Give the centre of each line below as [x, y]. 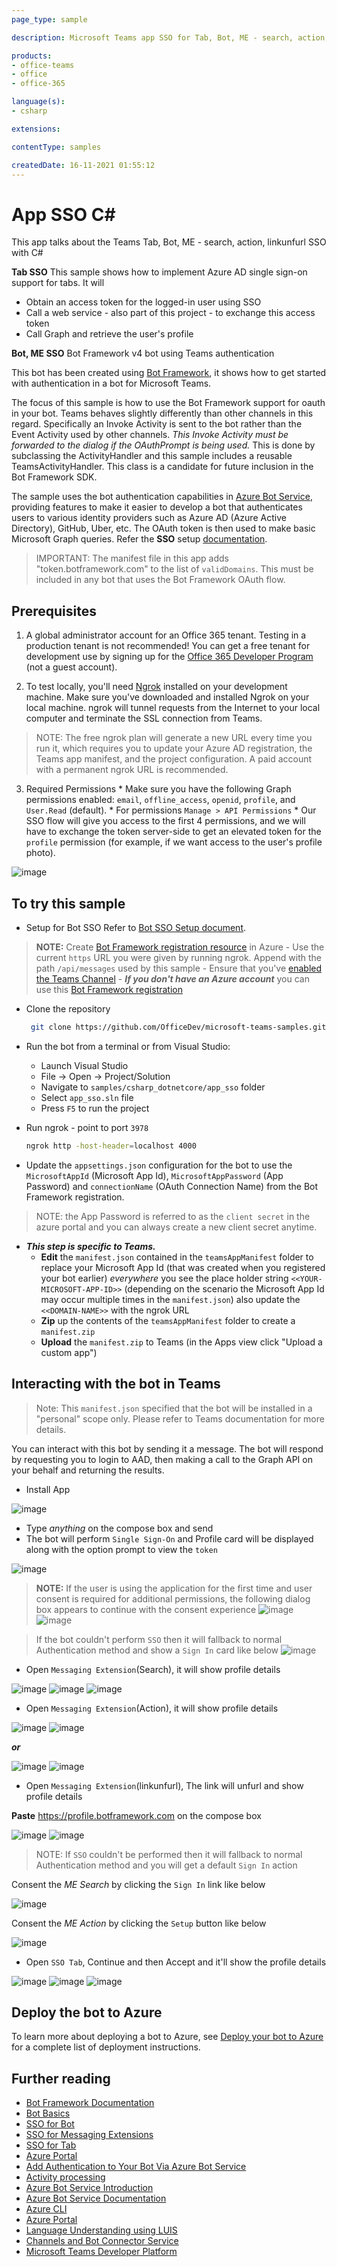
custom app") [69, 1352]
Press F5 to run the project [95, 1108]
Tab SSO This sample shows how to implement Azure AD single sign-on [159, 272]
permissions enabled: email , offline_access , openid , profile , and [160, 800]
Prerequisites [54, 611]
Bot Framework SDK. [54, 477]
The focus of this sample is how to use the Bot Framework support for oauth [168, 403]
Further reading [61, 2078]
